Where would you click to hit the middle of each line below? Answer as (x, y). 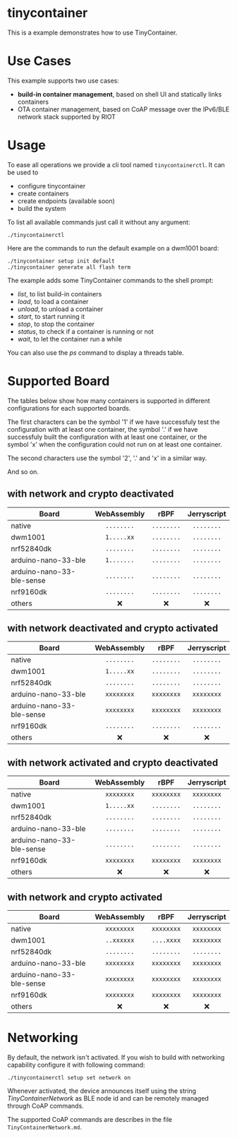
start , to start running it (51, 316)
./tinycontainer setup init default (61, 261)
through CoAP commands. (46, 1106)
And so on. (23, 471)
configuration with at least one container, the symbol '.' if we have (103, 429)
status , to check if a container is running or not (85, 331)
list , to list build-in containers (60, 293)
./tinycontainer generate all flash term (69, 267)
